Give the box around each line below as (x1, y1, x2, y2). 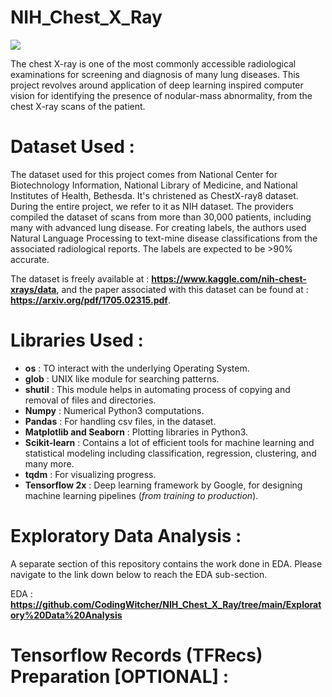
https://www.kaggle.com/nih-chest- (151, 272, 307, 285)
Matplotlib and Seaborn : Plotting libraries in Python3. (24, 426, 249, 438)
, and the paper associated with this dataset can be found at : (56, 283, 309, 295)
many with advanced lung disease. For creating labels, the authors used (10, 221, 307, 233)
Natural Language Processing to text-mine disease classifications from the (10, 232, 318, 244)
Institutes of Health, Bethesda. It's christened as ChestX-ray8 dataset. (10, 189, 299, 201)
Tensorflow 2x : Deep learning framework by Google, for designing (24, 479, 303, 491)
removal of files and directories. (24, 394, 157, 406)
